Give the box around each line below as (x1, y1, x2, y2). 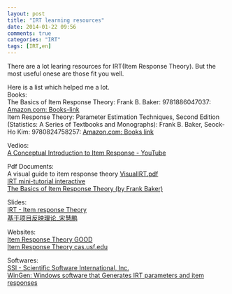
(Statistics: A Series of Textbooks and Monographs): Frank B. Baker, (7, 120, 203, 128)
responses (7, 279, 38, 287)
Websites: (7, 228, 36, 236)
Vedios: (7, 141, 29, 149)
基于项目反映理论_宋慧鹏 (7, 214, 78, 222)
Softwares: (7, 256, 38, 265)
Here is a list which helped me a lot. (7, 83, 110, 91)
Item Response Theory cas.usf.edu (7, 243, 108, 251)
